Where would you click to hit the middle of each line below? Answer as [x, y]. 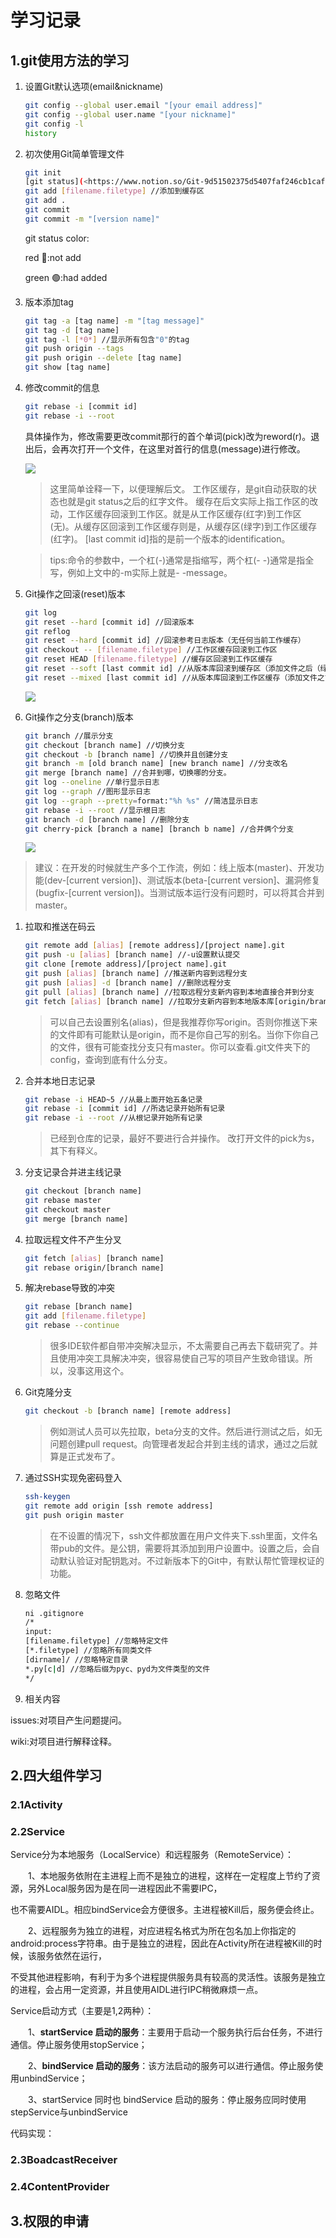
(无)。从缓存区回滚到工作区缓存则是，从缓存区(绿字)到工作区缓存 [183, 526]
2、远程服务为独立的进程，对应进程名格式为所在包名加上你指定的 [162, 1931]
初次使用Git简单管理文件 [74, 153]
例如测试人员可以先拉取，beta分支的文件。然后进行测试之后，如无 [186, 1431]
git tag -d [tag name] [72, 330]
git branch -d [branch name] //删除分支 [107, 819]
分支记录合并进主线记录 [73, 1172]
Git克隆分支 [48, 1392]
